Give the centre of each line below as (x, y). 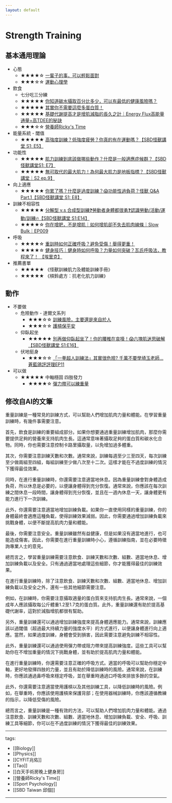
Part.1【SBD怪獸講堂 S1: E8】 (51, 197)
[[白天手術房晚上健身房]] (39, 772)
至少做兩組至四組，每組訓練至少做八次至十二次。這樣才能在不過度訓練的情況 (86, 462)
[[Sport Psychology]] (35, 784)
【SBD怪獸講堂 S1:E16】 (53, 345)
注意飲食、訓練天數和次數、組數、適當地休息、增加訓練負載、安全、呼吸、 (84, 717)
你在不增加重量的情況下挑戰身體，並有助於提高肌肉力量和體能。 (77, 652)
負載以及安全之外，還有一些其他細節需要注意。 (59, 587)
